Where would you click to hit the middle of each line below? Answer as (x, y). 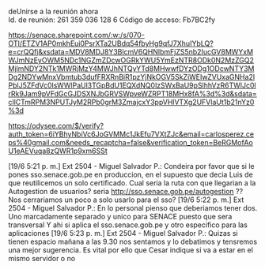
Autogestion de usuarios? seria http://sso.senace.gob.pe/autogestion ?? (126, 191)
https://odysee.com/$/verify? (56, 126)
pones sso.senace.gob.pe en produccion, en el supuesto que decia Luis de (131, 174)
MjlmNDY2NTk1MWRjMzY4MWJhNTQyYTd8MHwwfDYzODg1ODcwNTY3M (131, 69)
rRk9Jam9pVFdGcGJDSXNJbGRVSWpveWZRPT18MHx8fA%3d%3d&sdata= (132, 93)
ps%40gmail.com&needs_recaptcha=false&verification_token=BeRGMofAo (131, 142)
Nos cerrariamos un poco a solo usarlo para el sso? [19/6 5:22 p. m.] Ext (126, 200)
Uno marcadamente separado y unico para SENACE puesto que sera (120, 217)
